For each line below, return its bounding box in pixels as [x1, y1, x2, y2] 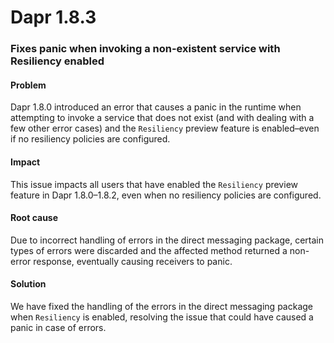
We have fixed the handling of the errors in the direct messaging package [10, 300, 313, 312]
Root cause [10, 212, 59, 224]
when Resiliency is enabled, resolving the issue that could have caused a [10, 311, 314, 323]
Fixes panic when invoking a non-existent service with [10, 42, 281, 56]
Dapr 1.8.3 [10, 6, 97, 29]
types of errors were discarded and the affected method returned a [10, 244, 288, 256]
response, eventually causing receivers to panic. [33, 255, 233, 267]
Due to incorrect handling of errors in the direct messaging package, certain [10, 234, 324, 246]
